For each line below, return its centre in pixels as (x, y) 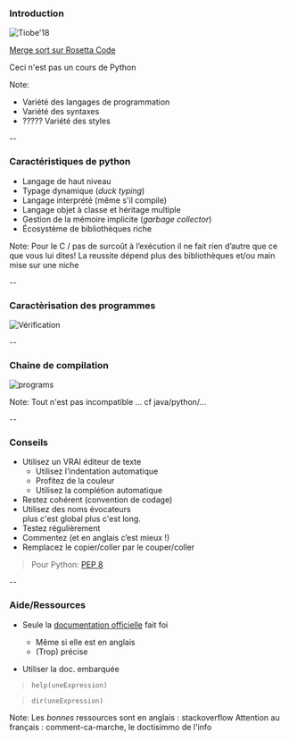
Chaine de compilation (59, 365)
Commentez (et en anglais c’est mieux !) (96, 538)
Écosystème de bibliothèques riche (87, 228)
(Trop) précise (62, 652)
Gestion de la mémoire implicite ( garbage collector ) (117, 219)
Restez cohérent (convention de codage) (97, 500)
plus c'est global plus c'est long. (81, 519)
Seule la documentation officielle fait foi (95, 625)
